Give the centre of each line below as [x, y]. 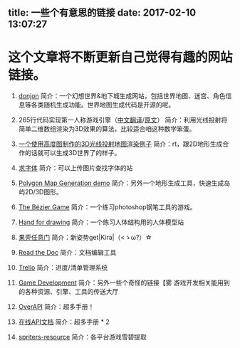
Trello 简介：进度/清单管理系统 [63, 268]
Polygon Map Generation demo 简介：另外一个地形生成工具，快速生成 [121, 183]
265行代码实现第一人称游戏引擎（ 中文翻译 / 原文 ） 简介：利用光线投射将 [123, 120]
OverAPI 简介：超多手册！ [56, 307]
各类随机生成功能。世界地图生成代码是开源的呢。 [103, 105]
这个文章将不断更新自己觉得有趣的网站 [121, 57]
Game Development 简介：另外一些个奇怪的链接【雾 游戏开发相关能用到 [124, 283]
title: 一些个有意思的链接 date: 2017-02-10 [102, 13]
